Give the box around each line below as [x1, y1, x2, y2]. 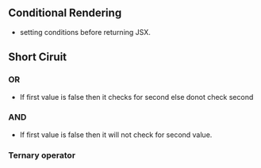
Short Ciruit [8, 51, 67, 64]
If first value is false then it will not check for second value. [19, 130, 213, 139]
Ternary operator [8, 150, 76, 161]
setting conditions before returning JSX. [19, 27, 151, 36]
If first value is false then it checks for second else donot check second [19, 92, 254, 101]
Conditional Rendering [8, 6, 122, 20]
